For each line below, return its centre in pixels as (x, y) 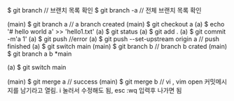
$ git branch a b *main (40, 54)
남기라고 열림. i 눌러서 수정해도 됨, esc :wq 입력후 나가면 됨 (101, 90)
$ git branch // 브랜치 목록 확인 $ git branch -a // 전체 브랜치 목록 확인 (104, 10)
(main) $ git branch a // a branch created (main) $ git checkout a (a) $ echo (116, 24)
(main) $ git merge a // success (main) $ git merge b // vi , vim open (105, 81)
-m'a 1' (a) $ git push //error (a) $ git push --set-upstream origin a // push (113, 39)
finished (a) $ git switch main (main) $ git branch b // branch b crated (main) (117, 46)
